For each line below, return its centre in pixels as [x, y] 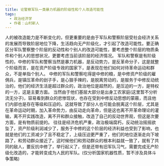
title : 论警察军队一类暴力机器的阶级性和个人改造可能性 [54, 9]
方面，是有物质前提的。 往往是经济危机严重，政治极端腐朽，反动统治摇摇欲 [81, 122]
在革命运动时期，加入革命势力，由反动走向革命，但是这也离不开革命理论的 [80, 110]
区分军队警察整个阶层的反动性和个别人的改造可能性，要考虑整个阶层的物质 [80, 50]
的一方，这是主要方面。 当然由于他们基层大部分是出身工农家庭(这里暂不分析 [81, 92]
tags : [10, 14]
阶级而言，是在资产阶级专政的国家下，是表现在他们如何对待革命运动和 [80, 68]
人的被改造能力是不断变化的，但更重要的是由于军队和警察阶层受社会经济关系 [82, 37]
